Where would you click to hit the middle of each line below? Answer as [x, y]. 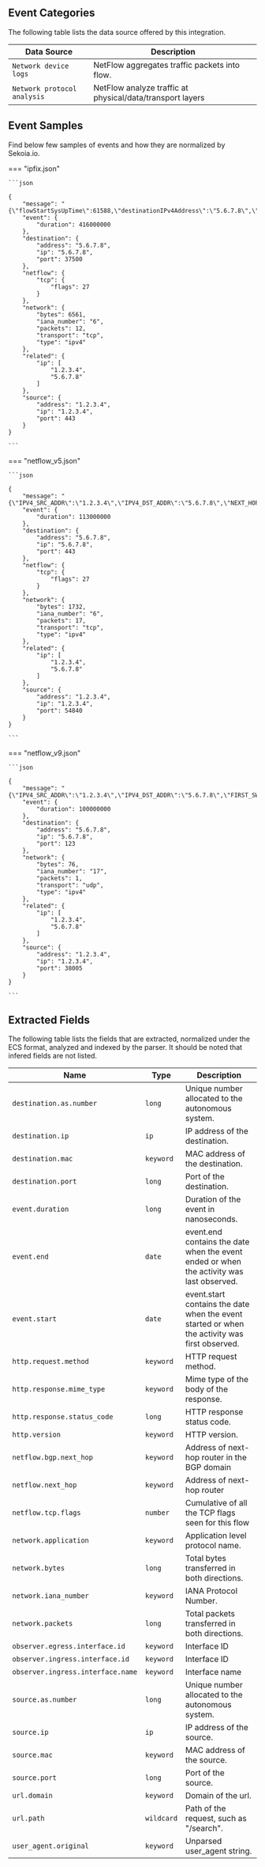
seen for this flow [217, 1523]
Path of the [205, 1808]
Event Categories [52, 13]
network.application [50, 1541]
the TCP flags [210, 1513]
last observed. [211, 1282]
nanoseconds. [211, 1219]
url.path [28, 1818]
